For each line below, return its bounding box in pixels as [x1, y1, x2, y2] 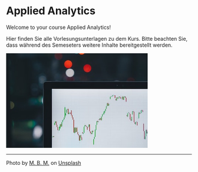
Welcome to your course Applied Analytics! [6, 24, 111, 31]
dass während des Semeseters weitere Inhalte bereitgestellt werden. [6, 41, 173, 48]
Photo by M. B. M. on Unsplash [6, 159, 81, 166]
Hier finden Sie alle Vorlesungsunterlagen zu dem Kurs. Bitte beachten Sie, [6, 35, 188, 42]
